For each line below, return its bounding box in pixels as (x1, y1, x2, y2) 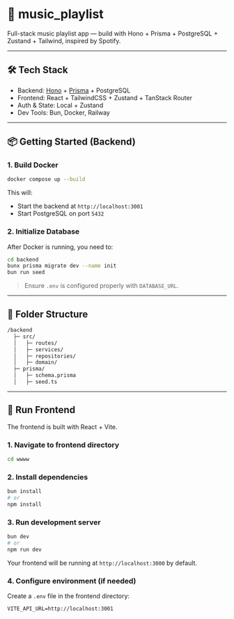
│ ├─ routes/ (13, 339, 58, 346)
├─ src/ (13, 333, 36, 340)
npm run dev (7, 546, 42, 553)
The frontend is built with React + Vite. (7, 422, 118, 431)
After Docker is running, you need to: (7, 243, 114, 251)
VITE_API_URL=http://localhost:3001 (7, 605, 114, 613)
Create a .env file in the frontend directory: (7, 592, 130, 600)
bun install (7, 488, 42, 495)
